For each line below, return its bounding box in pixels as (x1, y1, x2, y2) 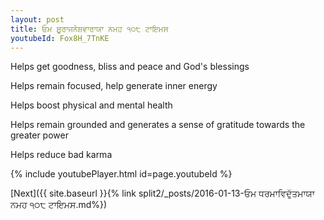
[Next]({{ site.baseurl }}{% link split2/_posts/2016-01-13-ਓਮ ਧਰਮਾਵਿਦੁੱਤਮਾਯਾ (10, 187, 315, 200)
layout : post (10, 14, 65, 25)
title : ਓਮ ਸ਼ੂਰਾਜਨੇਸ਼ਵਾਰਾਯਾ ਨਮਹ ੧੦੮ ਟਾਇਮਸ (10, 24, 169, 34)
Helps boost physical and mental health (10, 99, 173, 111)
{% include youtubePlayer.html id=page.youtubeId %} (10, 168, 233, 180)
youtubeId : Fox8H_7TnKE (10, 33, 110, 43)
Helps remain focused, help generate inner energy (10, 80, 218, 92)
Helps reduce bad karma (10, 149, 113, 161)
